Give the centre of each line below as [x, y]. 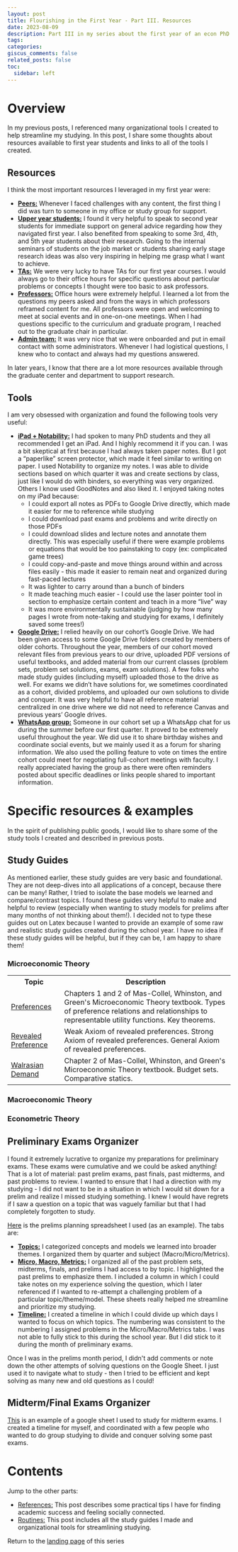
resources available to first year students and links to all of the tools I [108, 143]
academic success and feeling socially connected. [91, 1512]
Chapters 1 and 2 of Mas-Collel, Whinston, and [143, 994]
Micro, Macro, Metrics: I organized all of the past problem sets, [110, 1261]
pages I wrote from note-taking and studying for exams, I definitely [126, 617]
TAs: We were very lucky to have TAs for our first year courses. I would [122, 271]
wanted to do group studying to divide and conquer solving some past [110, 1435]
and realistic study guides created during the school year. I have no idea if [115, 930]
